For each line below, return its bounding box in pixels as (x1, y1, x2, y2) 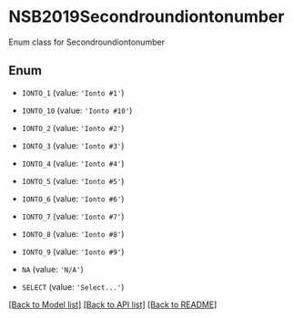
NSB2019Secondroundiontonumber (8, 6, 285, 27)
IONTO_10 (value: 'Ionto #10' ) (21, 105, 133, 116)
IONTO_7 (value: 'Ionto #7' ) (21, 210, 125, 221)
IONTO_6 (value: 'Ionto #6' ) (21, 193, 125, 204)
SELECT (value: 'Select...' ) (21, 281, 125, 292)
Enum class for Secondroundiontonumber (8, 36, 166, 47)
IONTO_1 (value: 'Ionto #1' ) (21, 87, 125, 97)
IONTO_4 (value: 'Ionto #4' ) (21, 158, 125, 169)
